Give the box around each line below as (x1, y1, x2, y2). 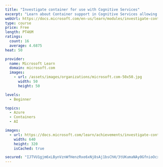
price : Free (5, 25, 29, 30)
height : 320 (14, 141, 38, 146)
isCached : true (14, 146, 45, 151)
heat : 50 (5, 48, 23, 52)
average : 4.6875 (9, 43, 42, 48)
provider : (5, 56, 25, 61)
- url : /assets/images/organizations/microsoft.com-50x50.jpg (14, 75, 142, 80)
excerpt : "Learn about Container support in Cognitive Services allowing (5, 12, 158, 17)
